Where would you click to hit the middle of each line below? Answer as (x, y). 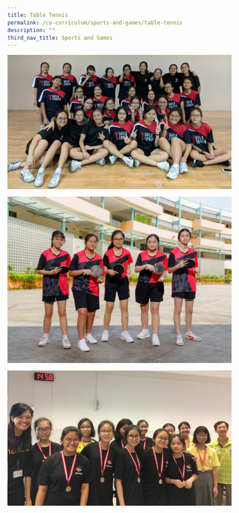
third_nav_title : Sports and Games (60, 38)
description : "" (31, 30)
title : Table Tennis (38, 15)
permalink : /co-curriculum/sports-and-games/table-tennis (95, 22)
